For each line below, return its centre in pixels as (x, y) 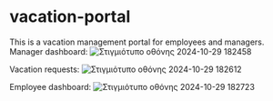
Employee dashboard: (51, 86)
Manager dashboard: (49, 51)
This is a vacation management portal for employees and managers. (137, 42)
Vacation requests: (45, 69)
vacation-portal (70, 17)
